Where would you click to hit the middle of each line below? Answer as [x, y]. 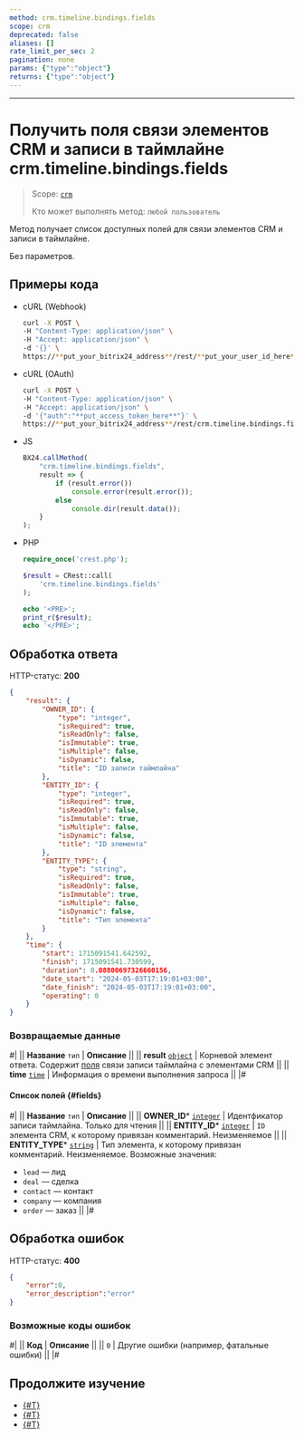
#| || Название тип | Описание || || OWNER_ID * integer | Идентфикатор [146, 1115]
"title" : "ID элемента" [102, 844]
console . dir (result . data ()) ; [126, 508]
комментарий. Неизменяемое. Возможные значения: [113, 1154]
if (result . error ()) [94, 483]
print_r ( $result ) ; [57, 617]
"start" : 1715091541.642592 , [97, 954]
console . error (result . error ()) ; [132, 492]
